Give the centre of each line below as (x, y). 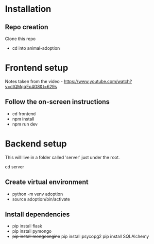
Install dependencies (37, 214)
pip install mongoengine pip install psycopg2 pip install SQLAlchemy (80, 236)
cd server (15, 166)
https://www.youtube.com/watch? (98, 81)
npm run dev (25, 124)
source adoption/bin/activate (41, 199)
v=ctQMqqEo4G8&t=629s (31, 86)
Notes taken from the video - (34, 81)
